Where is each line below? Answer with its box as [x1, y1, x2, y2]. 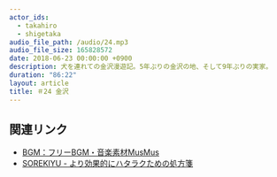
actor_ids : [9, 12, 50, 22]
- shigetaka [17, 29, 62, 38]
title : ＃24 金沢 [9, 87, 69, 96]
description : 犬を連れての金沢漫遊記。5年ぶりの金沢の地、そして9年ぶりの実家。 [9, 63, 273, 72]
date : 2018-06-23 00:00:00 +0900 [9, 54, 133, 63]
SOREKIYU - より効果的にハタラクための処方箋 [21, 158, 194, 169]
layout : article [9, 79, 69, 88]
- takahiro [17, 21, 58, 30]
